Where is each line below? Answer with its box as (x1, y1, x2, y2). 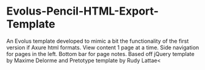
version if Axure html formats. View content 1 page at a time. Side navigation (6, 44, 199, 51)
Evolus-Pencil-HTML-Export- (6, 4, 159, 18)
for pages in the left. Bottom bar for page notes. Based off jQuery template (6, 50, 195, 57)
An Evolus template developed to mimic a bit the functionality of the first (6, 37, 189, 44)
